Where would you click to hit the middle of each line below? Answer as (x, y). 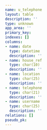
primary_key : (18, 33)
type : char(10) (25, 65)
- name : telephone (23, 88)
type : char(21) (25, 92)
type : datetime (25, 51)
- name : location (23, 74)
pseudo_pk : (16, 120)
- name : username (23, 102)
